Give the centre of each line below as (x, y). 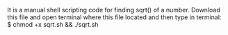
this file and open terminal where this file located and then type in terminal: (114, 17)
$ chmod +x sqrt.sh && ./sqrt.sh (53, 24)
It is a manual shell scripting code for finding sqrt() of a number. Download (114, 10)
